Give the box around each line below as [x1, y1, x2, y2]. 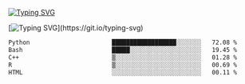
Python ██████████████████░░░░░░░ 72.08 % [8, 38, 238, 46]
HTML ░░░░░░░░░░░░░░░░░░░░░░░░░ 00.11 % [8, 68, 238, 76]
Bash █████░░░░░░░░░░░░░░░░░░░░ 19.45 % [8, 46, 238, 54]
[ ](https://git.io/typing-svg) [8, 23, 144, 32]
